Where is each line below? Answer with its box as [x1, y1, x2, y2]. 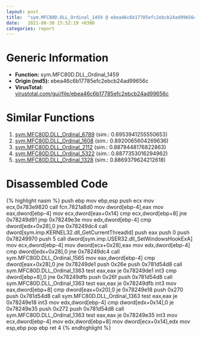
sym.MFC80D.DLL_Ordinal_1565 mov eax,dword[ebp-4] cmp [6, 254, 156, 262]
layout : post [6, 8, 39, 15]
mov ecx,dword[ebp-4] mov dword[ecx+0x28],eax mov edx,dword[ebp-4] [6, 242, 190, 249]
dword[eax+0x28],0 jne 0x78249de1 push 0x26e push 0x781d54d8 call [6, 261, 182, 268]
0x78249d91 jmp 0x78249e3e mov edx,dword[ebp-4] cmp [6, 216, 151, 223]
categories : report [6, 25, 55, 32]
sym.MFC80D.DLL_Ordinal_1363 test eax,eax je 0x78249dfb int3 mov [6, 280, 177, 287]
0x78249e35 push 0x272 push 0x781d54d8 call [6, 305, 124, 312]
